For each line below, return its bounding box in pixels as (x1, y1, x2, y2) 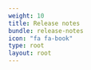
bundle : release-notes (8, 27, 84, 35)
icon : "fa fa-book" (8, 34, 73, 43)
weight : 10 (8, 11, 45, 20)
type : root (8, 42, 45, 50)
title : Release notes (8, 19, 81, 27)
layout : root (8, 49, 52, 57)
